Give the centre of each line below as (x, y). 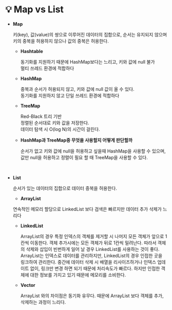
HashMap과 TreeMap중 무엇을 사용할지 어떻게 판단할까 (76, 140)
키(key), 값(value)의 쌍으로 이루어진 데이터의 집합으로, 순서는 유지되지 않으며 (90, 34)
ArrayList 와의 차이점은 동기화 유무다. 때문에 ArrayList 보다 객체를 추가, (92, 296)
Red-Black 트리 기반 (41, 116)
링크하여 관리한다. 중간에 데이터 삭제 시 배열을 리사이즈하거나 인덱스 (88, 262)
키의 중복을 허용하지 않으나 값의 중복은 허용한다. (61, 41)
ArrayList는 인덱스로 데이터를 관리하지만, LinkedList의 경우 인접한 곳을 (91, 256)
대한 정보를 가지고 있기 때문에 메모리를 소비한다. (78, 275)
